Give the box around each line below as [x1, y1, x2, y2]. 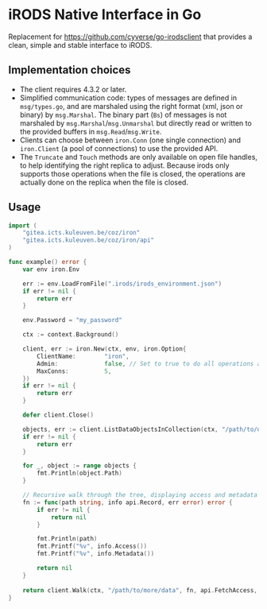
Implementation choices [8, 64, 131, 77]
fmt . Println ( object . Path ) [37, 469, 123, 478]
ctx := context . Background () [22, 331, 119, 339]
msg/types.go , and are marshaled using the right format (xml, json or [19, 101, 244, 111]
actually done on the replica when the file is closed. [19, 177, 189, 187]
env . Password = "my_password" [22, 316, 123, 324]
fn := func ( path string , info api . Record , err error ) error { [22, 498, 233, 506]
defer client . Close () [22, 411, 94, 419]
